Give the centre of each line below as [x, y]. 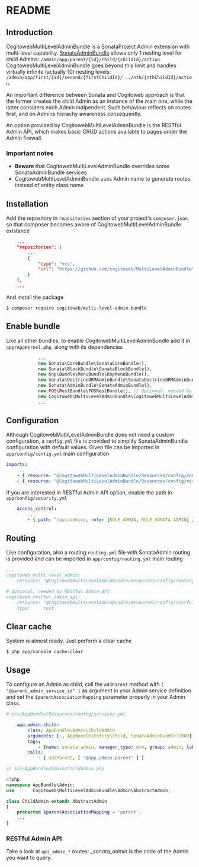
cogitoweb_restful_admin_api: [44, 597]
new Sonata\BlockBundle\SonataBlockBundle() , [95, 369]
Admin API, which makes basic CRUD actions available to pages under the [97, 132]
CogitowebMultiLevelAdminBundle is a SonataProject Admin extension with [98, 46]
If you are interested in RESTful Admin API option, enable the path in [89, 492]
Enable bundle [33, 327]
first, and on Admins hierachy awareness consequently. [74, 114]
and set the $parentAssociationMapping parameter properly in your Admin [96, 697]
